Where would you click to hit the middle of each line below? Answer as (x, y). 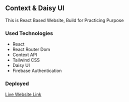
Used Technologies (29, 33)
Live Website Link (23, 94)
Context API (25, 55)
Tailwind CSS (26, 60)
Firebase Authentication (37, 71)
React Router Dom (31, 49)
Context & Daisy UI (35, 8)
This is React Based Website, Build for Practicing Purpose (64, 20)
